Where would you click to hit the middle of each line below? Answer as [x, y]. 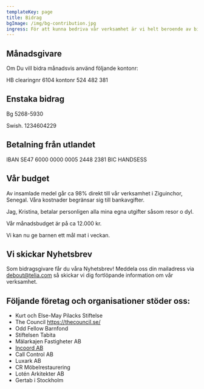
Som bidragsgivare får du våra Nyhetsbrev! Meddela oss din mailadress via [100, 269]
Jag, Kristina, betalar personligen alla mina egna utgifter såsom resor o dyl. [100, 211]
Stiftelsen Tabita [35, 335]
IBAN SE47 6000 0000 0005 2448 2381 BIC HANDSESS [77, 159]
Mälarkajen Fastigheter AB [48, 342]
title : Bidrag [24, 18]
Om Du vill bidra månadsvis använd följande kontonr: [72, 68]
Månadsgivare [34, 53]
